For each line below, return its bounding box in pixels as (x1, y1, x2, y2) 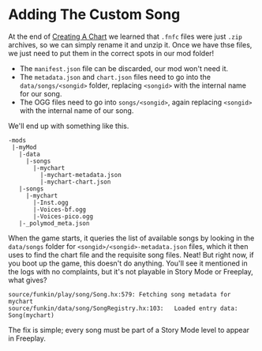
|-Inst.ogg (32, 198, 69, 206)
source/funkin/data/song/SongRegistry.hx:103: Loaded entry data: (8, 304, 238, 312)
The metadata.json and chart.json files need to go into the (19, 72, 211, 81)
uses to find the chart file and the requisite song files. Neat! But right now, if (8, 250, 254, 259)
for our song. (19, 89, 62, 98)
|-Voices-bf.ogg (32, 206, 87, 213)
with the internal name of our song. (19, 105, 134, 115)
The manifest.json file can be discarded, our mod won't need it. (19, 63, 229, 73)
